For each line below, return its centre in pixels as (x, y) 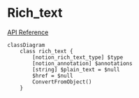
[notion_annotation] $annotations (82, 63)
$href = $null (53, 76)
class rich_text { (46, 51)
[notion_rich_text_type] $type (78, 57)
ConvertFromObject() (62, 82)
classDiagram (26, 45)
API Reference (28, 32)
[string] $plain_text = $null (76, 69)
